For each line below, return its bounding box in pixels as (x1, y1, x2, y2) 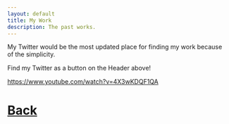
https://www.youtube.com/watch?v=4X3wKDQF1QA (7, 77, 159, 86)
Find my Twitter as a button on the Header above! (7, 64, 151, 73)
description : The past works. (7, 23, 97, 30)
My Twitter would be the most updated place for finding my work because (7, 43, 223, 51)
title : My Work (7, 17, 52, 24)
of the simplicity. (7, 50, 56, 58)
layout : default (7, 10, 55, 18)
